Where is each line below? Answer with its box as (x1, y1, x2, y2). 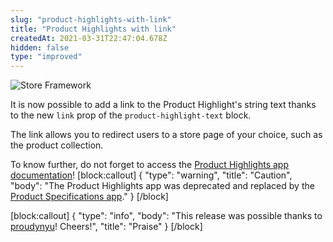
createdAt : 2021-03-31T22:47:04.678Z (10, 33, 168, 43)
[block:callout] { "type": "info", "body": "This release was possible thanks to (10, 210, 323, 222)
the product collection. (10, 139, 104, 151)
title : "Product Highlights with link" (10, 24, 177, 34)
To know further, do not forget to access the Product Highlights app (10, 159, 289, 171)
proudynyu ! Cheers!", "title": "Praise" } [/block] (10, 221, 203, 233)
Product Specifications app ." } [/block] (10, 191, 169, 203)
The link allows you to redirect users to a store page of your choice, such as (10, 129, 323, 141)
